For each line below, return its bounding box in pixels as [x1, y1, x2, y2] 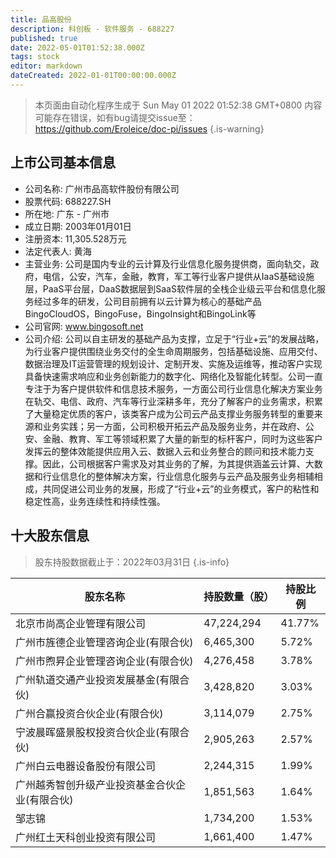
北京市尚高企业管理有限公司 [15, 616, 147, 630]
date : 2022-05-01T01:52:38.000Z [10, 42, 145, 53]
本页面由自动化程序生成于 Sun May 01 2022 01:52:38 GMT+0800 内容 [34, 99, 323, 111]
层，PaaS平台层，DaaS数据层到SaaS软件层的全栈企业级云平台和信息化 [24, 282, 317, 295]
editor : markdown [10, 61, 83, 71]
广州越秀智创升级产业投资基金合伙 [15, 777, 177, 791]
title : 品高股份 [10, 14, 72, 25]
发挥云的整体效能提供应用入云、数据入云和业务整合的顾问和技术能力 [24, 445, 306, 457]
